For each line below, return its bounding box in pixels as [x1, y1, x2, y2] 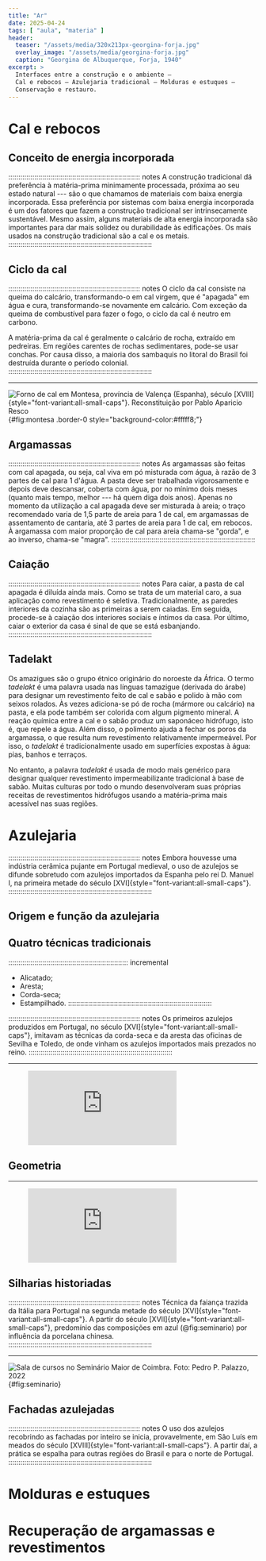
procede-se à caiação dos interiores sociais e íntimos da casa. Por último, [8, 612, 249, 622]
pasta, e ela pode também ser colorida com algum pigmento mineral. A [8, 707, 240, 717]
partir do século [96, 1315, 148, 1324]
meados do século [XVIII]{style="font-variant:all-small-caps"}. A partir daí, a [8, 1440, 258, 1450]
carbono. [8, 318, 38, 327]
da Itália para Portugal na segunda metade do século [8, 1306, 180, 1316]
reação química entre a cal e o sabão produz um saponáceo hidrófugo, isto [8, 715, 253, 725]
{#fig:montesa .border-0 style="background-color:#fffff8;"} [8, 414, 203, 425]
